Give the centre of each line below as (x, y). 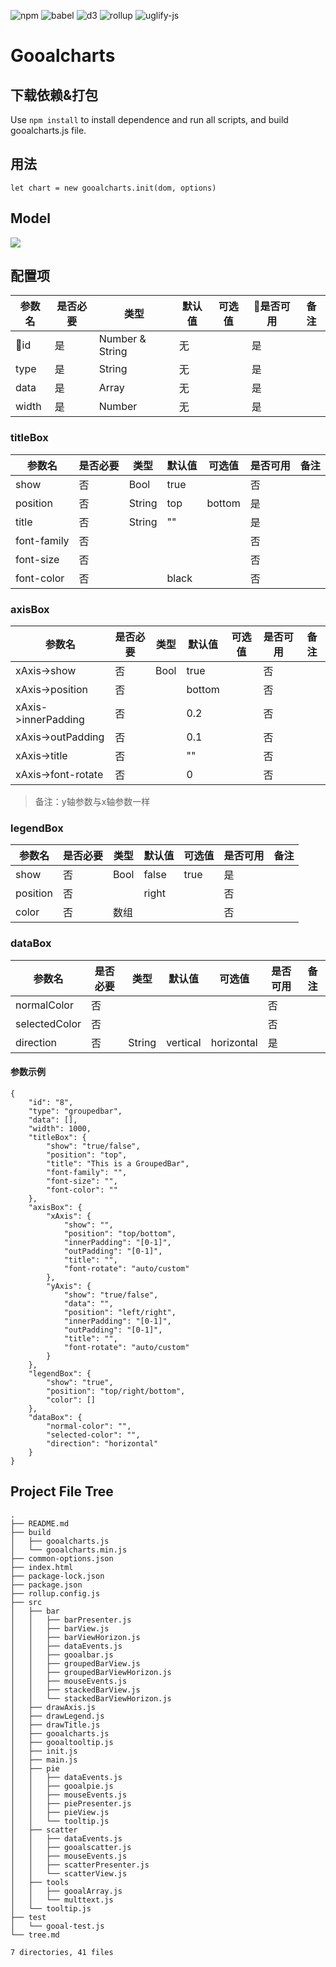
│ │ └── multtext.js (62, 1900)
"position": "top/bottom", (120, 1233)
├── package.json (46, 1585)
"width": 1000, (60, 1128)
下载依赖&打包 (54, 95)
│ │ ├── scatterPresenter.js (80, 1865)
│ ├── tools (40, 1882)
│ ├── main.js (44, 1760)
